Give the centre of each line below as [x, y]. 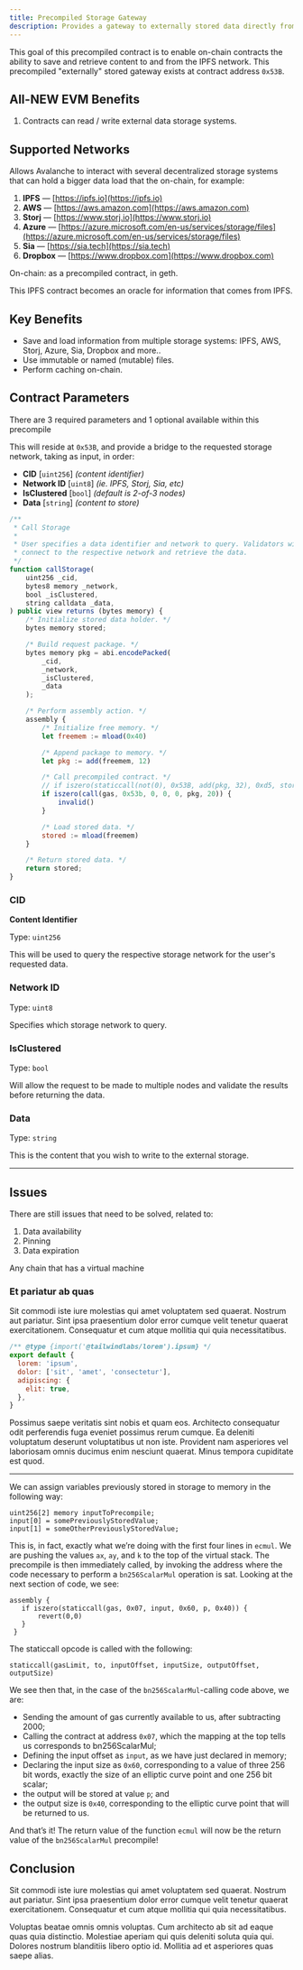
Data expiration [50, 1250]
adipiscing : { [44, 1380]
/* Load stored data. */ [88, 827]
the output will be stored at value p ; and [96, 1794]
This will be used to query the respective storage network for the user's [142, 955]
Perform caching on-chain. [73, 369]
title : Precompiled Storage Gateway [78, 18]
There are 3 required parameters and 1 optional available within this [134, 420]
